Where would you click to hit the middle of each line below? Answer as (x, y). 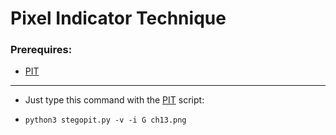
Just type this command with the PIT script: (114, 100)
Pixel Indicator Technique (118, 18)
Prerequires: (41, 50)
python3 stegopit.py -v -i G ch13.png (105, 120)
